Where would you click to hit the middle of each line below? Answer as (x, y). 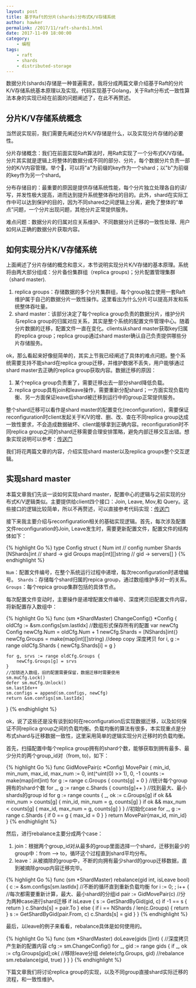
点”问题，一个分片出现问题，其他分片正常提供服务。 (69, 210)
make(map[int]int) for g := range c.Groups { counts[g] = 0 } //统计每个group (97, 780)
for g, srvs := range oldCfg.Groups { (53, 656)
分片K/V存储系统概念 (44, 118)
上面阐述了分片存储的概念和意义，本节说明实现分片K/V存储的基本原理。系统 (97, 265)
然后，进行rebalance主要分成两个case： (55, 833)
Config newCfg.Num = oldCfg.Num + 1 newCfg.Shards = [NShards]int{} (92, 632)
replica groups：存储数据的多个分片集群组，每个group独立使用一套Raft (100, 292)
